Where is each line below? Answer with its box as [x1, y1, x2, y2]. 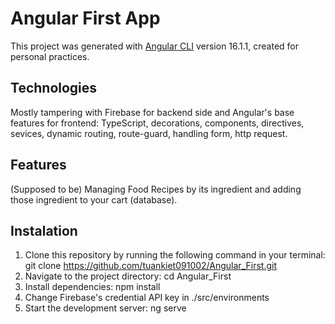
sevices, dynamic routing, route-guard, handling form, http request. [10, 127, 288, 139]
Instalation [10, 222, 78, 239]
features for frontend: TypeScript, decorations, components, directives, [10, 117, 305, 129]
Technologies [10, 80, 98, 97]
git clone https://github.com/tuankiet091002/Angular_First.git [24, 260, 277, 272]
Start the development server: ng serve [24, 302, 187, 314]
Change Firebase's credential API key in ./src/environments [24, 292, 270, 304]
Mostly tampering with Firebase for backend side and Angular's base [10, 106, 295, 118]
